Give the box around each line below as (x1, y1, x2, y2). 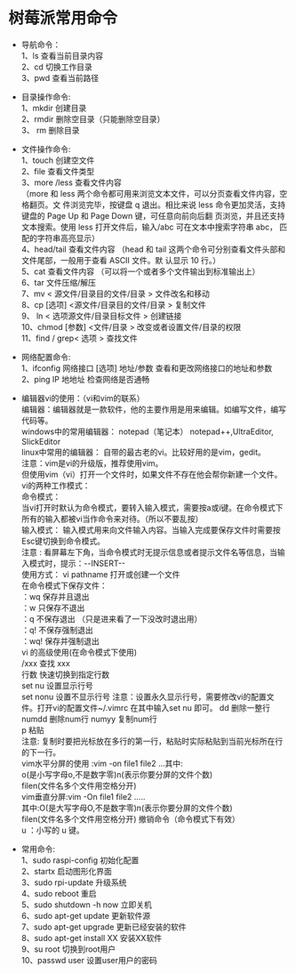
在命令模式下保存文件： (20, 580, 108, 591)
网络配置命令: (20, 351, 71, 362)
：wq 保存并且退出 (20, 591, 90, 601)
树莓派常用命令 (8, 8, 118, 28)
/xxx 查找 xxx (20, 657, 70, 668)
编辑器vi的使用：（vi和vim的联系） (20, 392, 145, 403)
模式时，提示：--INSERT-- (28, 558, 126, 568)
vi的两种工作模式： (20, 479, 91, 490)
